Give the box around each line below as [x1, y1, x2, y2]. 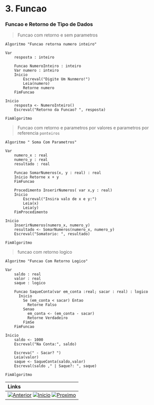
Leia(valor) [14, 355, 39, 360]
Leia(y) [23, 205, 39, 210]
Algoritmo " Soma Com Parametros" [5, 140, 77, 145]
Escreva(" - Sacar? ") [14, 351, 61, 356]
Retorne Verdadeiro [27, 316, 68, 321]
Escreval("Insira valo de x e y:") [23, 197, 97, 202]
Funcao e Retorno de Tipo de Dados [5, 21, 93, 28]
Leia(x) [23, 201, 39, 206]
